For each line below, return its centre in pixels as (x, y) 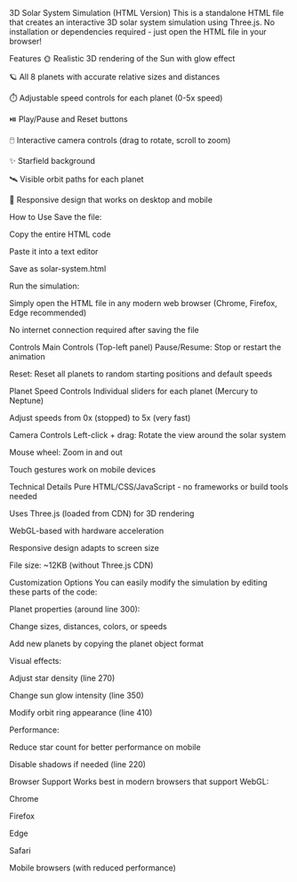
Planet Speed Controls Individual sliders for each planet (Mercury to (133, 391)
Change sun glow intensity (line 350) (76, 695)
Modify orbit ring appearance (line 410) (81, 712)
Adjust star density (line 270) (62, 678)
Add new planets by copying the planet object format (107, 643)
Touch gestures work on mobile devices (83, 469)
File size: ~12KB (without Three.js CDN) (81, 565)
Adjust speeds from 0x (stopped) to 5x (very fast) (100, 418)
